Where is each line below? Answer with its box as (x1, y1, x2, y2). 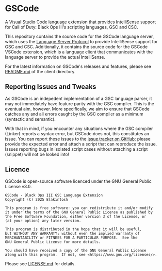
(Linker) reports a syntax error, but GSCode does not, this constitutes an (5, 130, 149, 136)
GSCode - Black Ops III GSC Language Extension (5, 192, 103, 198)
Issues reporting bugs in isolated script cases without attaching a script (5, 146, 148, 152)
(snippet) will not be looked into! (5, 151, 69, 157)
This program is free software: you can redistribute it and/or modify (5, 206, 153, 210)
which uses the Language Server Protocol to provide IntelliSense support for (5, 38, 158, 44)
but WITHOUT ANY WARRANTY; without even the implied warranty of (5, 231, 140, 236)
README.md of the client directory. (5, 68, 76, 74)
